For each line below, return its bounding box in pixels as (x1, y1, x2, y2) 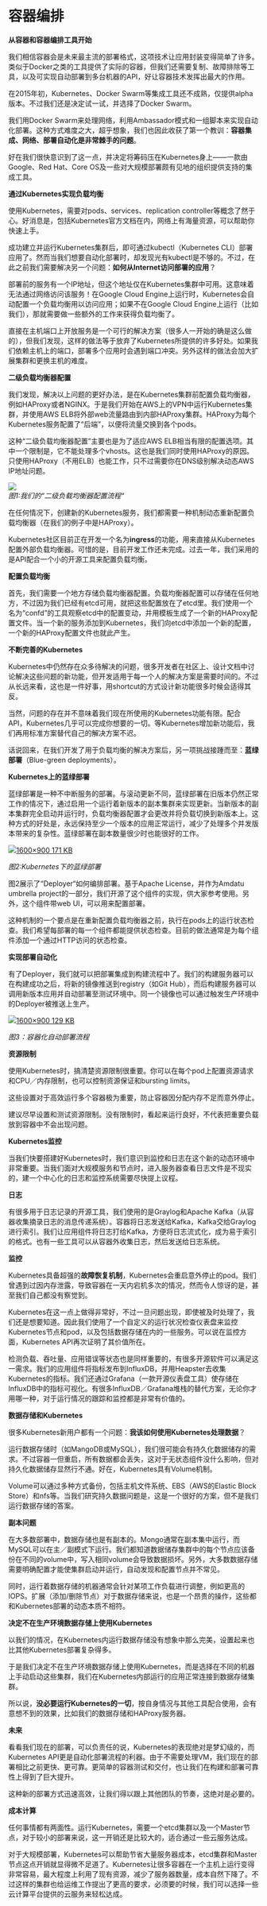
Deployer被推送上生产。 (14, 999, 94, 1008)
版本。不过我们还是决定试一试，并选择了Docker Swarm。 (8, 99, 196, 108)
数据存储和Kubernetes (8, 1410, 83, 1420)
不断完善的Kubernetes (8, 644, 83, 654)
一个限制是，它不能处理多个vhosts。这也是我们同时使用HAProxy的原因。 (14, 446, 254, 455)
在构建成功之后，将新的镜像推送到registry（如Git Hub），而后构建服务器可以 (8, 979, 257, 988)
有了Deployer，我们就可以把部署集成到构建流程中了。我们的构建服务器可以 (8, 968, 254, 978)
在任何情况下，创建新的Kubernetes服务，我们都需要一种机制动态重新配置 (8, 508, 248, 517)
